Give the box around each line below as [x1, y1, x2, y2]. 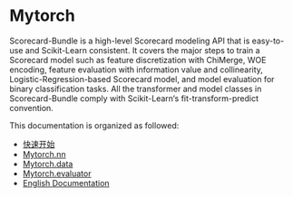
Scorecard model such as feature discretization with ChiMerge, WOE [9, 54, 267, 65]
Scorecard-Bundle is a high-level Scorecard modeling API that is [9, 35, 250, 46]
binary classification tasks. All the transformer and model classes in [9, 83, 262, 94]
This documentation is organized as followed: [9, 119, 180, 131]
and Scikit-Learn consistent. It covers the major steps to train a [24, 44, 260, 55]
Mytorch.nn [22, 148, 66, 159]
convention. [9, 102, 54, 113]
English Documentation [22, 177, 111, 188]
